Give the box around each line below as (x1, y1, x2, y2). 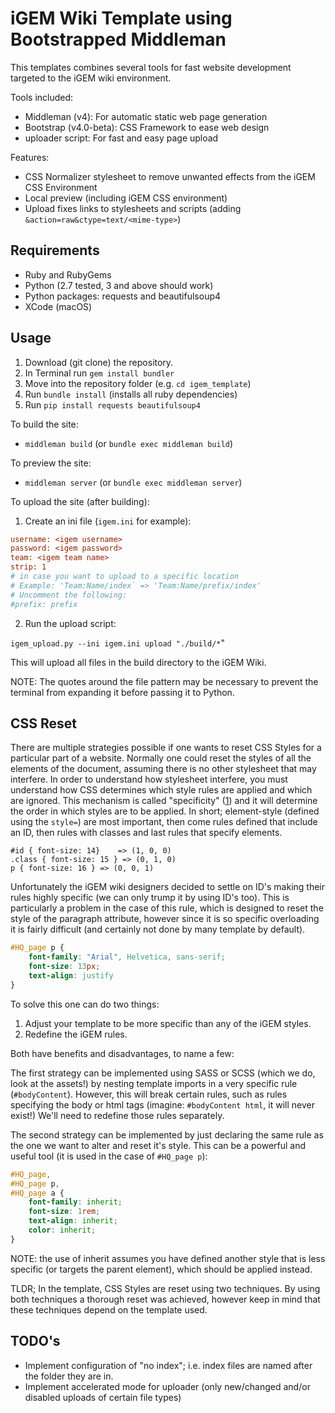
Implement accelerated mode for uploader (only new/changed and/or (24, 1380, 311, 1392)
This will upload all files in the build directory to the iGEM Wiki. (10, 656, 267, 668)
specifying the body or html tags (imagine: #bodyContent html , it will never (10, 1098, 315, 1111)
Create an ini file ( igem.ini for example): (24, 515, 192, 527)
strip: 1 (10, 562, 47, 572)
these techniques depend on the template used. (10, 1303, 208, 1316)
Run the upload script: (24, 617, 117, 629)
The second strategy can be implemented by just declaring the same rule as (10, 1128, 324, 1141)
